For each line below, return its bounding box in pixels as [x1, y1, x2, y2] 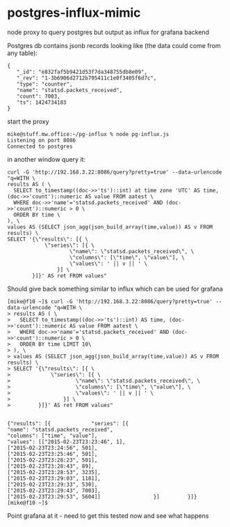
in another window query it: [7, 155, 85, 163]
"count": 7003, [16, 93, 60, 100]
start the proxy [7, 117, 50, 125]
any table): [7, 49, 38, 57]
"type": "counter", [16, 80, 73, 88]
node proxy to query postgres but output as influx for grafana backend [7, 28, 210, 36]
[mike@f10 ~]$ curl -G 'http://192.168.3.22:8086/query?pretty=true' [7, 298, 213, 305]
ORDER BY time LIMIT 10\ [19, 340, 92, 348]
